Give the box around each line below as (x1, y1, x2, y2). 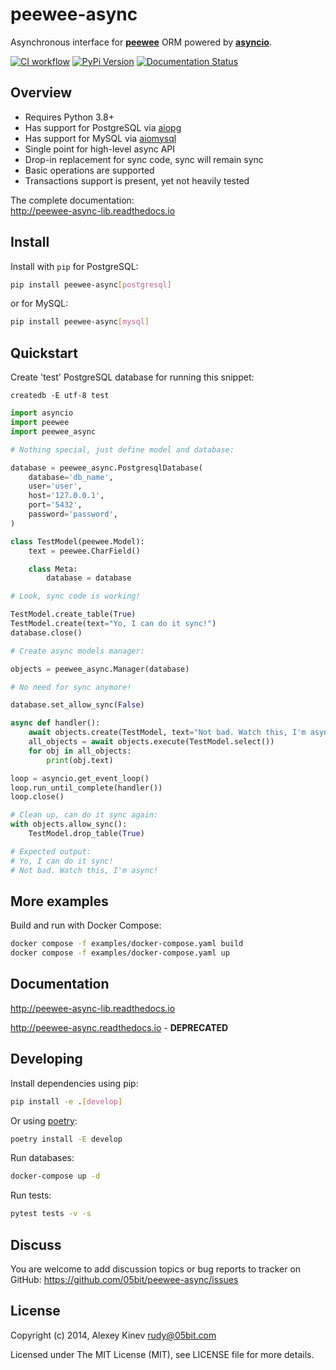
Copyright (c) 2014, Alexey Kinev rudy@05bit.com (10, 1329, 217, 1341)
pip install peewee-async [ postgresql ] (10, 279, 172, 290)
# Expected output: (10, 846, 92, 857)
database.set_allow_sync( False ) (10, 700, 145, 710)
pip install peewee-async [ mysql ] (10, 317, 150, 327)
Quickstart (10, 344, 79, 362)
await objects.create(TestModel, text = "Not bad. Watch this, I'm (28, 728, 307, 738)
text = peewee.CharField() (28, 546, 141, 556)
